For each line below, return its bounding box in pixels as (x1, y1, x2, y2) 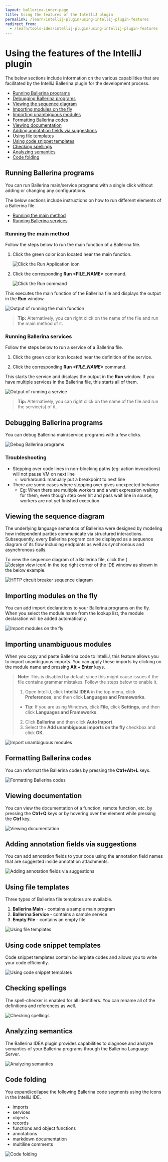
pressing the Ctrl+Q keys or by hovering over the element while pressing (5, 810, 156, 816)
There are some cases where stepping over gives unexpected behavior (12, 481, 160, 488)
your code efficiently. (5, 960, 49, 966)
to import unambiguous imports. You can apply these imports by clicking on (5, 659, 162, 665)
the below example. (5, 567, 46, 573)
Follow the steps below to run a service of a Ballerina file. (5, 344, 123, 350)
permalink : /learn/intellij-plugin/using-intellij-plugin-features (5, 17, 149, 22)
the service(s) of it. (17, 404, 57, 410)
